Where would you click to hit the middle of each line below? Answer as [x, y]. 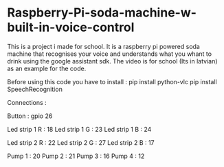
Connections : [27, 102]
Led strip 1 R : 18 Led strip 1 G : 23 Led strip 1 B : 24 [79, 129]
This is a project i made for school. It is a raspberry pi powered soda [104, 46]
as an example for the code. [47, 68]
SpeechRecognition [35, 89]
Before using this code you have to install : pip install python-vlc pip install [112, 81]
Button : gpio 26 [30, 116]
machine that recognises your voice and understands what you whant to [109, 54]
